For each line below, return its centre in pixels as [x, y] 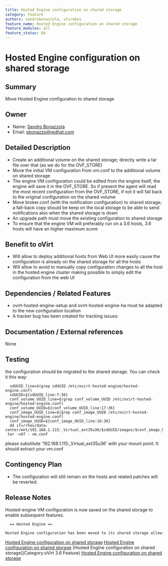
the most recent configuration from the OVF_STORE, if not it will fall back [87, 191]
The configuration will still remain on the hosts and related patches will [85, 476]
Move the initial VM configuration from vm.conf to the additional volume [86, 170]
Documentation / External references [64, 332]
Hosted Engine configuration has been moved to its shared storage [77, 533]
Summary [21, 87]
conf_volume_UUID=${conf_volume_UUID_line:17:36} [62, 408]
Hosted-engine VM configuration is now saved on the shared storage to [79, 509]
